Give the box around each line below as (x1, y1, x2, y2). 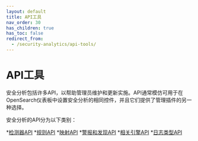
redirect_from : (6, 36, 44, 42)
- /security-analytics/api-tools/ (11, 42, 96, 48)
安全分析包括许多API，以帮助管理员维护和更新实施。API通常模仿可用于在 (6, 89, 183, 96)
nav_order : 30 (6, 19, 41, 25)
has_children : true (6, 25, 54, 31)
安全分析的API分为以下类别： (6, 116, 77, 123)
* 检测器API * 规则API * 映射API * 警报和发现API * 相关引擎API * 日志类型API (6, 129, 183, 136)
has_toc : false (6, 31, 44, 36)
